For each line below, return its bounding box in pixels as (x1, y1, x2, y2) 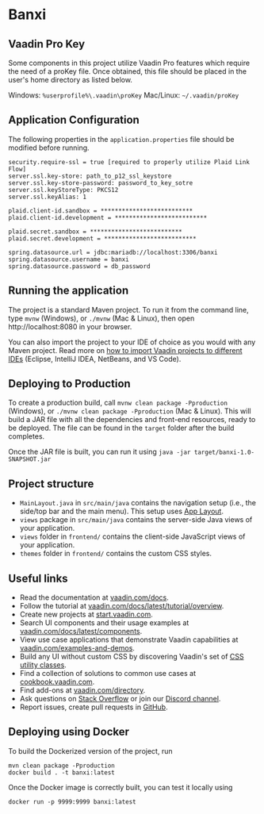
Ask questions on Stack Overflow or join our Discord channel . (19, 694, 221, 704)
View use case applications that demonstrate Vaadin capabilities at (19, 635, 239, 644)
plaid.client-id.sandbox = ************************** (8, 206, 193, 215)
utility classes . (19, 660, 67, 670)
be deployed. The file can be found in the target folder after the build (8, 423, 235, 433)
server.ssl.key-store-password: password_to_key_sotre (8, 179, 193, 187)
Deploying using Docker (8, 725, 129, 739)
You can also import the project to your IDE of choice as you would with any (8, 337, 256, 347)
